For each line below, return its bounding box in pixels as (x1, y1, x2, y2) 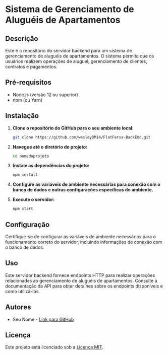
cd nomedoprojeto (12, 154, 49, 159)
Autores (5, 303, 31, 312)
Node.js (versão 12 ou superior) (12, 92, 78, 98)
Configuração (5, 220, 50, 229)
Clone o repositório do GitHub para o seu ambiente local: (12, 125, 134, 131)
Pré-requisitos (5, 78, 52, 87)
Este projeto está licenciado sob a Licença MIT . (5, 344, 103, 350)
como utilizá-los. (5, 288, 40, 294)
